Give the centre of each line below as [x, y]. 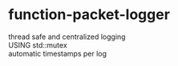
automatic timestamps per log [57, 53]
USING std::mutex [38, 45]
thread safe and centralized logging [67, 37]
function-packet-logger [89, 15]
